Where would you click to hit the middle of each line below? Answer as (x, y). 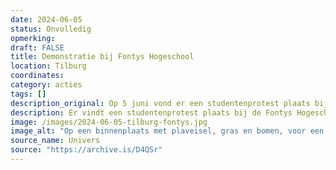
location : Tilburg (48, 66)
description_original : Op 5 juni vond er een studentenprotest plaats (160, 103)
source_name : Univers (55, 141)
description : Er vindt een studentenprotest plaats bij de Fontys (151, 112)
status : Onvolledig (51, 29)
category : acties (46, 85)
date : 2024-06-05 (46, 19)
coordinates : (37, 76)
